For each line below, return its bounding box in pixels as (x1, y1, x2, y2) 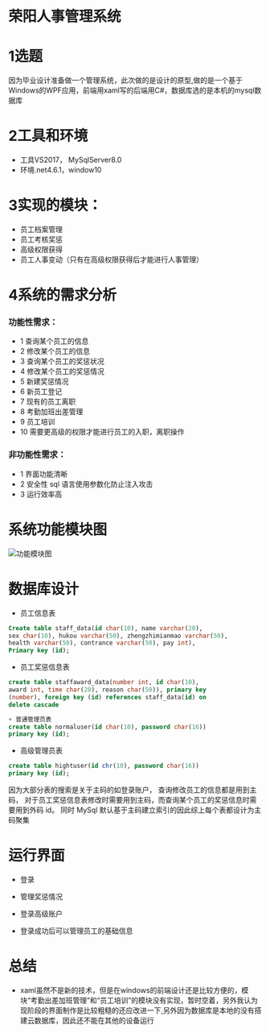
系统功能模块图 (8, 521, 108, 538)
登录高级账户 (19, 908, 63, 919)
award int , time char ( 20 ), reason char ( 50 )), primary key (8, 686, 207, 694)
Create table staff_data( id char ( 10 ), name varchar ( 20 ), (8, 624, 203, 633)
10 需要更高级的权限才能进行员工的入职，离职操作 (19, 427, 185, 437)
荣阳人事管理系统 (8, 7, 122, 26)
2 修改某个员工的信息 (19, 346, 91, 356)
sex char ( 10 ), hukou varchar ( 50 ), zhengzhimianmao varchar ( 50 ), (8, 632, 228, 640)
